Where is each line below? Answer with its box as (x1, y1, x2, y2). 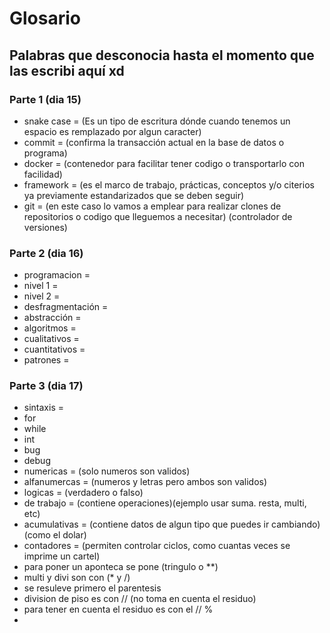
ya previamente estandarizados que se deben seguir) (23, 189, 245, 201)
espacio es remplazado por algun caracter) (23, 125, 202, 137)
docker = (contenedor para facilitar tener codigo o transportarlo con (23, 157, 305, 169)
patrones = (23, 354, 70, 366)
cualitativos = (23, 333, 80, 345)
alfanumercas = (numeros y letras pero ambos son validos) (23, 476, 268, 488)
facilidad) (23, 168, 63, 180)
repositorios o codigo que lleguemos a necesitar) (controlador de (23, 210, 293, 222)
